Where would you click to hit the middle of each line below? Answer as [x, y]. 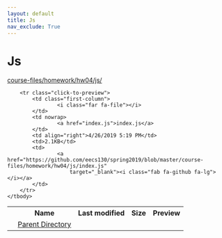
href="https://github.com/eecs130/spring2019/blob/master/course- [105, 160]
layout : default [31, 14]
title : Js [22, 20]
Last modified [101, 213]
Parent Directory [45, 225]
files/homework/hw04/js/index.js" [57, 166]
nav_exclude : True [34, 26]
